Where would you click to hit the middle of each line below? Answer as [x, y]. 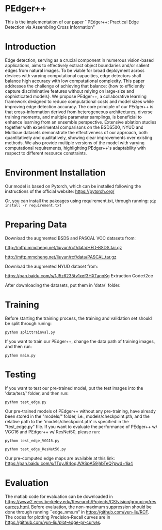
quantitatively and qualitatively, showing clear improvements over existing [79, 137]
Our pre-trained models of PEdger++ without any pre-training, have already [81, 411]
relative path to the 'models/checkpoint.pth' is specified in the [67, 421]
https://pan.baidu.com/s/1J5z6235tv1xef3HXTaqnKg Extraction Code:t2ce [79, 275]
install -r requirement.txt [33, 205]
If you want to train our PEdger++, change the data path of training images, [80, 341]
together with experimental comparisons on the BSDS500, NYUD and [74, 127]
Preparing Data [36, 224]
